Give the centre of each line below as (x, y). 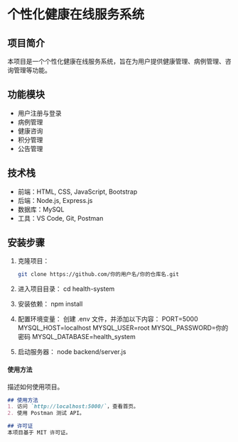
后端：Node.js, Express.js (55, 200)
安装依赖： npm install (50, 304)
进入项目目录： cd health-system (66, 289)
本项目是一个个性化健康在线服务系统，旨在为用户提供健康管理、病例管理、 (116, 61)
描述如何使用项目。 (36, 387)
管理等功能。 (32, 70)
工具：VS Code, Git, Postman (60, 218)
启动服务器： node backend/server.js (72, 352)
